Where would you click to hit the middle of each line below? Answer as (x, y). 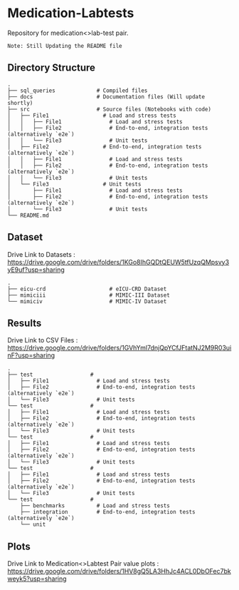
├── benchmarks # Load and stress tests (95, 506)
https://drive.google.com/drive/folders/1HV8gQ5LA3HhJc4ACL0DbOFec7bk (119, 571)
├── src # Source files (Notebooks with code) (110, 109)
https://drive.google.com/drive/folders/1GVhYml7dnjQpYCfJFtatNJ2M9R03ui (119, 348)
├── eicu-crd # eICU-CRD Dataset (87, 289)
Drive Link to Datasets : (42, 254)
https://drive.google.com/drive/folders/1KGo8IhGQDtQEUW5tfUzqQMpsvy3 (118, 262)
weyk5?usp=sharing (37, 579)
